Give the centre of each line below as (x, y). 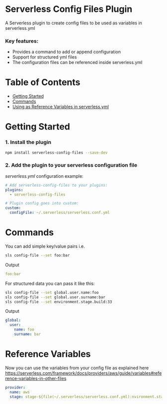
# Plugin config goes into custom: (42, 203)
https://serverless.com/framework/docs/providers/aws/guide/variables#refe (83, 373)
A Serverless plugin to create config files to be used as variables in (74, 23)
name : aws (20, 392)
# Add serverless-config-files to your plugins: (56, 185)
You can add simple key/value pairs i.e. (45, 246)
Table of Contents (43, 82)
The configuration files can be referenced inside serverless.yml (77, 63)
